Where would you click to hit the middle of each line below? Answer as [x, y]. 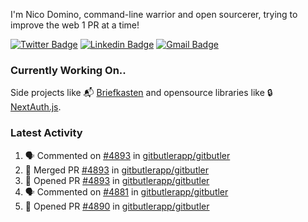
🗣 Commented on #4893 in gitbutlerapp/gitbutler [127, 155]
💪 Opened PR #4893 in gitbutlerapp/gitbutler [117, 180]
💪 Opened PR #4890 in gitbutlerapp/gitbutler [117, 206]
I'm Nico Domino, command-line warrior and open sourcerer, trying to [154, 14]
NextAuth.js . [36, 107]
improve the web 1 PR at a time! [75, 25]
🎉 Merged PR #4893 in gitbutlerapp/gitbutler [117, 170]
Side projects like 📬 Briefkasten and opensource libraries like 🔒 [141, 93]
